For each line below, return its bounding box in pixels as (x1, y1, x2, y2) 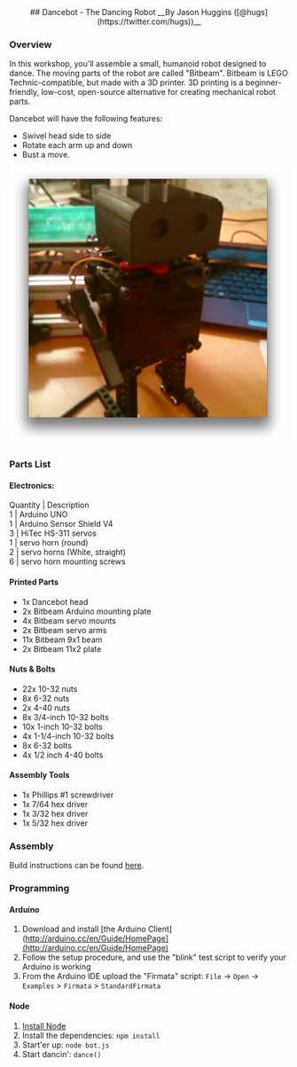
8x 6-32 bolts (21, 740, 73, 750)
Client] (147, 924, 173, 935)
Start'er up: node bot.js (21, 1040, 110, 1050)
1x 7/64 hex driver (21, 799, 89, 810)
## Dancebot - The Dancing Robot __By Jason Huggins (29, 7, 232, 17)
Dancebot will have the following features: (9, 114, 163, 124)
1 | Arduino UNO (9, 509, 68, 520)
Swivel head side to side (21, 130, 112, 141)
